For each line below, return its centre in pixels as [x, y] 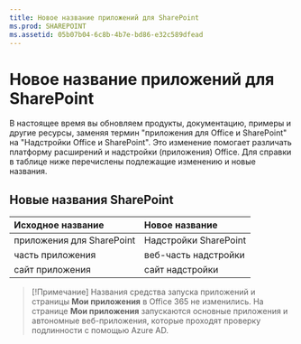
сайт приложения [53, 270]
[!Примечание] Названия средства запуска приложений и [143, 292]
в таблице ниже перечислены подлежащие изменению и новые [133, 162]
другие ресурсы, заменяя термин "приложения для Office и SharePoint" [148, 133]
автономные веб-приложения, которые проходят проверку [146, 321]
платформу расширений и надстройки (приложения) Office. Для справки [150, 152]
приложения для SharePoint [75, 240]
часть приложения [55, 256]
